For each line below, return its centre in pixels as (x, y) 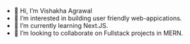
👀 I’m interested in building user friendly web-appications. (98, 18)
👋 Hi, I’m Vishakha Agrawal (53, 11)
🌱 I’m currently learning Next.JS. (61, 25)
